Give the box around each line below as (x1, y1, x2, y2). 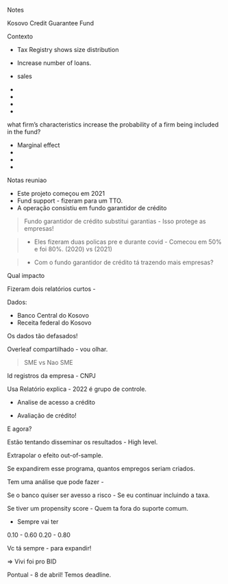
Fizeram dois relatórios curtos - (7, 285, 96, 293)
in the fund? (7, 128, 41, 136)
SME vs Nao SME (23, 359, 73, 366)
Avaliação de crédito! (16, 411, 77, 420)
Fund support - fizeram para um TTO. (16, 196, 123, 205)
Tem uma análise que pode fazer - (7, 478, 104, 485)
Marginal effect (16, 141, 60, 149)
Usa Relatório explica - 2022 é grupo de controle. (7, 385, 147, 393)
